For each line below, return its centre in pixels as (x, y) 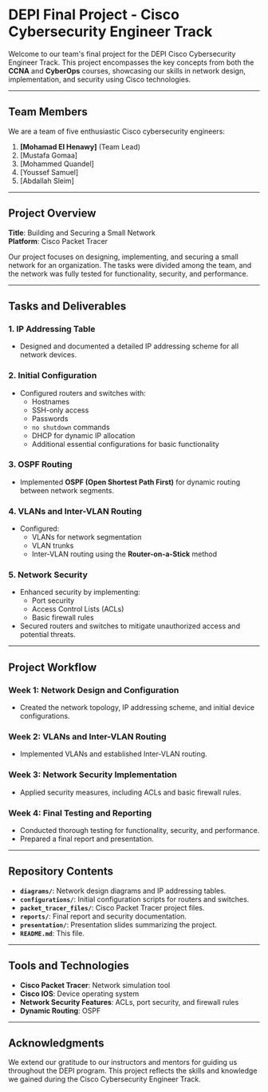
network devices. (48, 355)
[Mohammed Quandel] (57, 163)
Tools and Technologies (69, 966)
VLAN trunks (53, 546)
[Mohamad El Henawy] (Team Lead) (80, 146)
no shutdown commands (71, 427)
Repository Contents (61, 872)
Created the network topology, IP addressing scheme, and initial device (137, 707)
